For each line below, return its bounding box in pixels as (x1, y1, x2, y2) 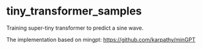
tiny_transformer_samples (6, 4, 142, 18)
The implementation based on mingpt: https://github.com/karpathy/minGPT (6, 36, 196, 43)
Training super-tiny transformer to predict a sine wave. (6, 24, 144, 31)
